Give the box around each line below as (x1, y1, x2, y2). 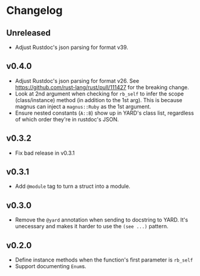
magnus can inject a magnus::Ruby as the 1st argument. (15, 103, 151, 110)
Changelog (6, 4, 63, 18)
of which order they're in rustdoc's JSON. (15, 115, 119, 123)
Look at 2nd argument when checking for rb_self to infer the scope (15, 90, 184, 97)
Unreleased (6, 28, 51, 38)
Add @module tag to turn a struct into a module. (15, 182, 131, 190)
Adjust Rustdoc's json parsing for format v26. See (15, 77, 140, 85)
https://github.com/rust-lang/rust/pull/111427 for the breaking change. (15, 83, 189, 91)
